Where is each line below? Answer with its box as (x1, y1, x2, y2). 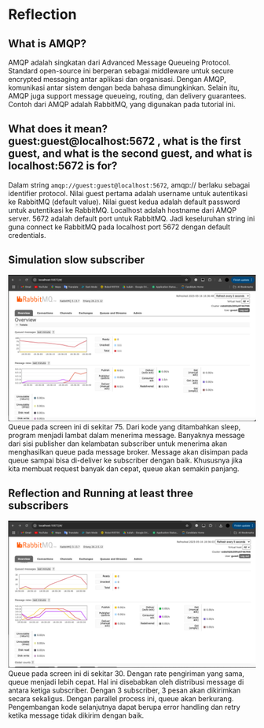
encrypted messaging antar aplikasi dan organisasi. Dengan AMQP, (8, 75, 226, 84)
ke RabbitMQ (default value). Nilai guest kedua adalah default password (8, 197, 240, 206)
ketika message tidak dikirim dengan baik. (8, 711, 145, 720)
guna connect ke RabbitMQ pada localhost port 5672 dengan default (8, 222, 230, 232)
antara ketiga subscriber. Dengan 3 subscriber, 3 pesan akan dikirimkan (8, 685, 241, 695)
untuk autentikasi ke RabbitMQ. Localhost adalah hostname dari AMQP (8, 205, 237, 214)
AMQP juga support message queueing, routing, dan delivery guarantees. (8, 91, 247, 100)
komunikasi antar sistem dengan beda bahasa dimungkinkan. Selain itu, (8, 83, 240, 92)
